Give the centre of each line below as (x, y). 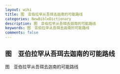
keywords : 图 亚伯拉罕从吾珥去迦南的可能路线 (47, 28)
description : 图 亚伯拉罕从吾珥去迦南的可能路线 (51, 23)
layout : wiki (18, 10)
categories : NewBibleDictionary (38, 19)
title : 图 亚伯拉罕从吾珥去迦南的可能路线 (44, 14)
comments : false (22, 33)
